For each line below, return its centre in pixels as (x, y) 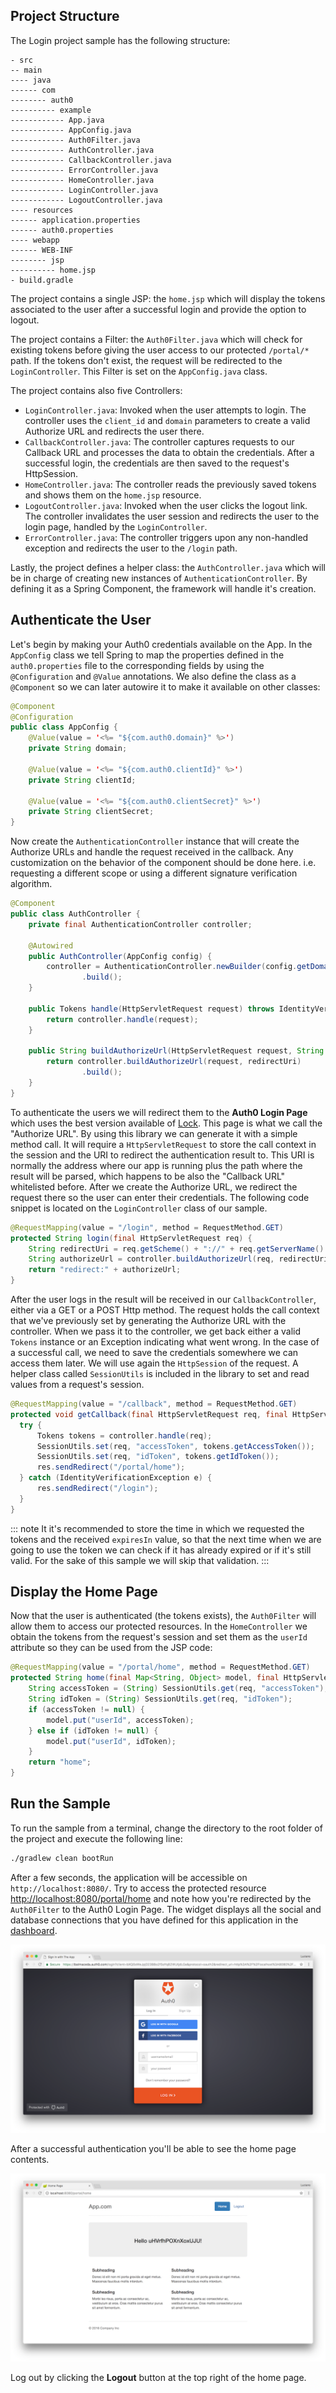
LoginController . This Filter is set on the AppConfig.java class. (139, 371)
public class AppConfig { (64, 727)
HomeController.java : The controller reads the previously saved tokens (170, 484)
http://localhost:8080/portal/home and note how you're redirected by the (161, 1898)
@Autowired (51, 945)
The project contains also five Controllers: (96, 390)
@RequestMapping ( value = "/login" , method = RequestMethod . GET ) (147, 1227)
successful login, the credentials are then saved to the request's (157, 463)
